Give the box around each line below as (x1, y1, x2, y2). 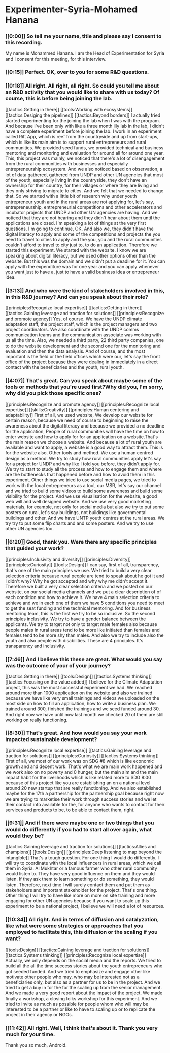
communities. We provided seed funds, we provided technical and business (5, 144, 164, 151)
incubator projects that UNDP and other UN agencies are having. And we (5, 209, 158, 215)
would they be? (5, 832, 44, 839)
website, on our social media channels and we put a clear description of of (5, 589, 161, 595)
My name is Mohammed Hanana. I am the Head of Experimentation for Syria (5, 50, 165, 56)
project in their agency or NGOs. (5, 1011, 73, 1017)
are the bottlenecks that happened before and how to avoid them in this (5, 472, 155, 478)
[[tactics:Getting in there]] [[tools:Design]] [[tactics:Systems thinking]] (5, 673, 152, 679)
